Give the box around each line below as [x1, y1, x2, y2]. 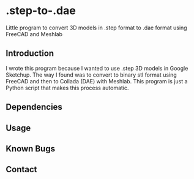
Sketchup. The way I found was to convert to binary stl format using [6, 71, 177, 78]
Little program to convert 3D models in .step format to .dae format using [6, 24, 187, 31]
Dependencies [6, 102, 62, 112]
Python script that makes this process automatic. [6, 84, 129, 91]
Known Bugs [6, 143, 56, 154]
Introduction [6, 48, 54, 59]
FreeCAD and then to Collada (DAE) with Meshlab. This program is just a [6, 77, 188, 85]
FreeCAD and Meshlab [6, 30, 62, 37]
